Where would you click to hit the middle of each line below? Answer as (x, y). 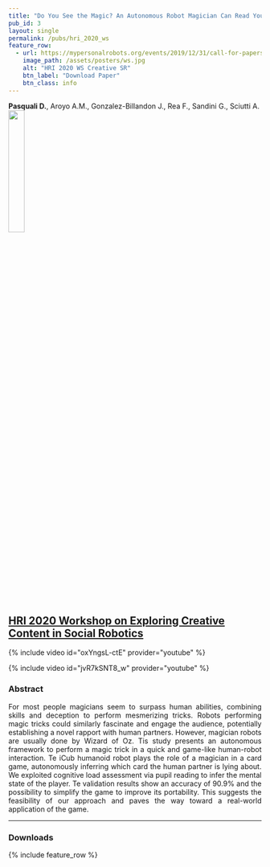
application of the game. (49, 809)
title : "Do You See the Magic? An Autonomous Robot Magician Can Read (129, 16)
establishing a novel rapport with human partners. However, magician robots (135, 732)
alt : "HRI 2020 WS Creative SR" (77, 68)
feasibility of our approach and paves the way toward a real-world (135, 800)
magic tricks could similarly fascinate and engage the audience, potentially (135, 723)
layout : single (34, 31)
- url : (27, 53)
